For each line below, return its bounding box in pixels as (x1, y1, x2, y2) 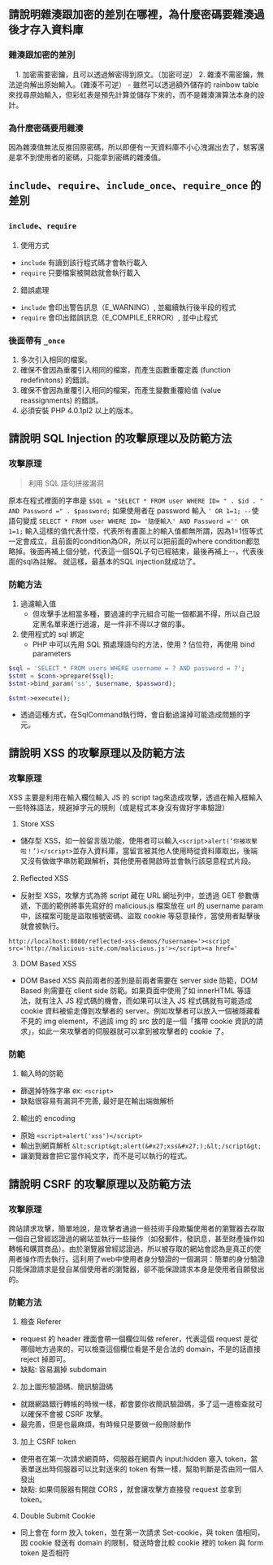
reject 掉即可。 (19, 1354, 71, 1364)
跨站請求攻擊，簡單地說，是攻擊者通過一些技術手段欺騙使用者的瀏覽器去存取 (8, 1223, 265, 1234)
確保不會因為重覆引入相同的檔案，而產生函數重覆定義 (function (19, 364, 232, 374)
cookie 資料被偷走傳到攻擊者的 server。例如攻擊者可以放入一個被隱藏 (19, 1006, 253, 1016)
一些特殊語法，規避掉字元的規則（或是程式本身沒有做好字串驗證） (8, 803, 229, 813)
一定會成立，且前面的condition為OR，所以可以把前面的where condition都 (8, 536, 253, 546)
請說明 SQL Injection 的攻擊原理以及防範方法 (8, 432, 232, 446)
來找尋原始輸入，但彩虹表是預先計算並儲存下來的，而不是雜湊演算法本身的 (8, 89, 258, 99)
